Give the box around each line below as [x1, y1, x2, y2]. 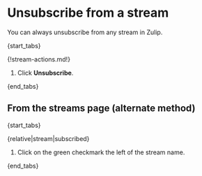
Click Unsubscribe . [17, 68, 74, 77]
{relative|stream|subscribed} [7, 134, 90, 142]
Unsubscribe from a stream [7, 5, 169, 21]
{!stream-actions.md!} [7, 54, 71, 64]
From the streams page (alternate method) [7, 103, 196, 115]
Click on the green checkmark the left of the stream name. [17, 148, 185, 156]
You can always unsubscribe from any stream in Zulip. [7, 28, 163, 36]
